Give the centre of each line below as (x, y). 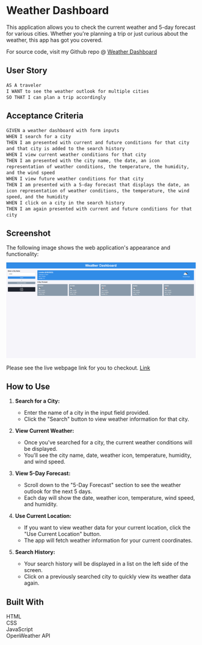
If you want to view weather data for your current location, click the (107, 527)
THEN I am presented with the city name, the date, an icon (83, 160)
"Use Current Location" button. (62, 534)
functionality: (23, 254)
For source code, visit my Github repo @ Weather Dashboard (82, 51)
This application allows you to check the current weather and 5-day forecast (101, 27)
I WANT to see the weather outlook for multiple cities (78, 91)
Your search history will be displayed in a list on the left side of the (106, 564)
